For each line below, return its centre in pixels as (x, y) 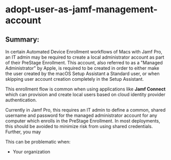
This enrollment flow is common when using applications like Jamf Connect (85, 89)
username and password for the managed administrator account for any (81, 115)
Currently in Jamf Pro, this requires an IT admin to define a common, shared (85, 110)
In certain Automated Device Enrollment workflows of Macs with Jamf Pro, (84, 52)
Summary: (22, 39)
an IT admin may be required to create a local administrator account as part (85, 57)
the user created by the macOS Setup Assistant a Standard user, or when (82, 74)
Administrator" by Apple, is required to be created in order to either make (82, 68)
